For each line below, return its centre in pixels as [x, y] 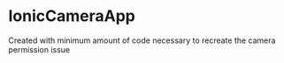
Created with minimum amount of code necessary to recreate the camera [142, 40]
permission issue [39, 49]
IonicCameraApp [72, 16]
